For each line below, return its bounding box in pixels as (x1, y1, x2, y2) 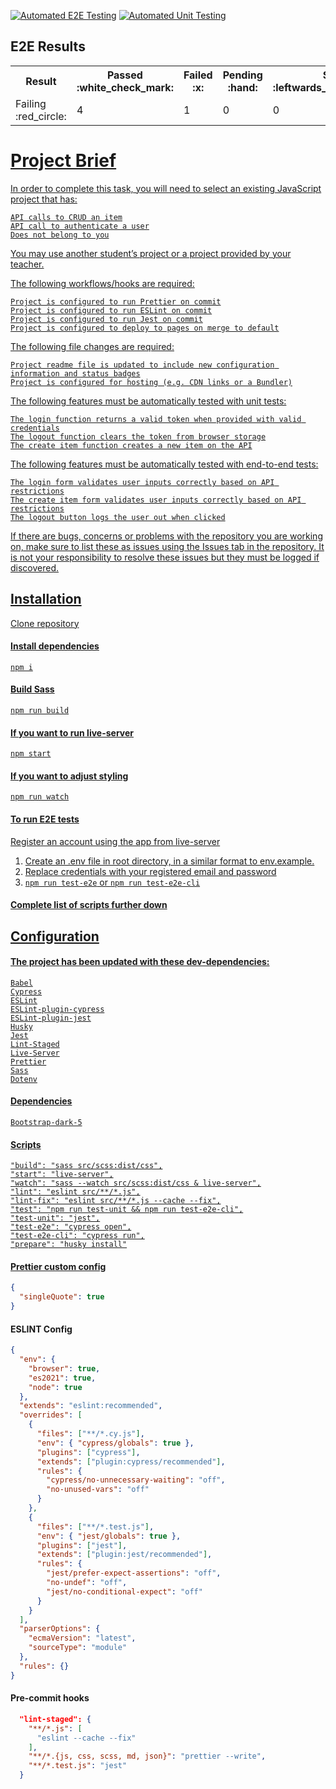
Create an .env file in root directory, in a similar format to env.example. (24, 855, 315, 867)
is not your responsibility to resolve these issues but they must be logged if (10, 551, 320, 563)
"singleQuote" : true (19, 1292, 105, 1302)
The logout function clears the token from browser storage (10, 431, 267, 442)
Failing (15, 96, 47, 110)
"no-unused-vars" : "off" (46, 1485, 150, 1495)
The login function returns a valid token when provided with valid (10, 414, 302, 424)
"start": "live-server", (10, 1170, 114, 1180)
